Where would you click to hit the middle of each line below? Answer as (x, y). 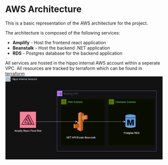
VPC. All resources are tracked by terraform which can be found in (74, 68)
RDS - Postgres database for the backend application (67, 53)
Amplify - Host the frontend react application (59, 42)
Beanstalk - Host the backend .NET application (61, 48)
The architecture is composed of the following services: (63, 33)
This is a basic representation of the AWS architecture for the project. (77, 23)
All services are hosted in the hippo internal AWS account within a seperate (83, 63)
